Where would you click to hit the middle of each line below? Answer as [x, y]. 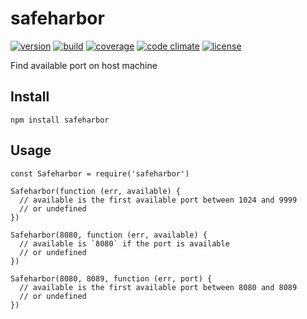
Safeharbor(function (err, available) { [96, 191]
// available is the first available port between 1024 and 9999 [158, 200]
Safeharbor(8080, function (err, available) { [109, 235]
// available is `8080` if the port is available [124, 243]
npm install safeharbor [60, 120]
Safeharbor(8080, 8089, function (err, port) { [111, 278]
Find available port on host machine [84, 65]
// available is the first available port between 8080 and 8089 [158, 287]
